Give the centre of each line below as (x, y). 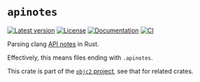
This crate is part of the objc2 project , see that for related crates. (100, 71)
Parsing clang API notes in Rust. (53, 43)
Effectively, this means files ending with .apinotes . (80, 57)
